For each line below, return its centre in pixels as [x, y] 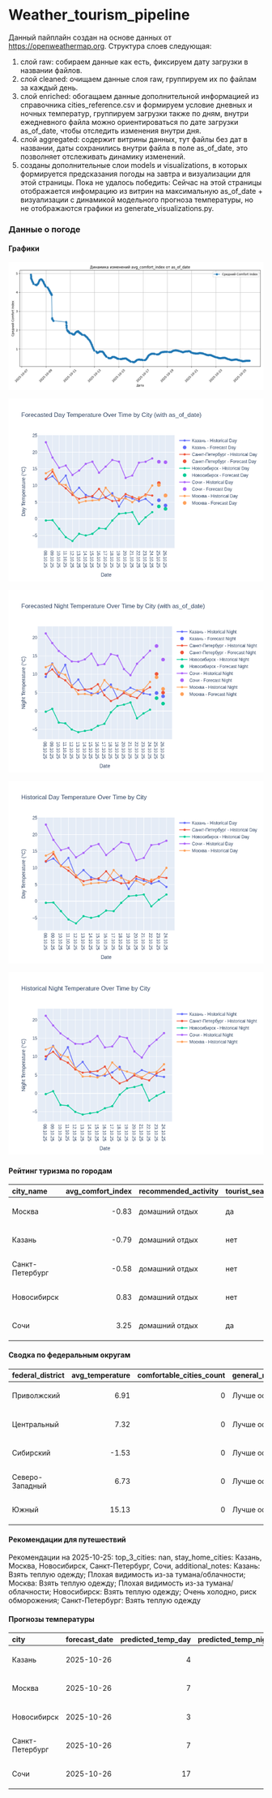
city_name [30, 1191]
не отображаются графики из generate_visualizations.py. [117, 208]
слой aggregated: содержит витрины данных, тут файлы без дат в [134, 139]
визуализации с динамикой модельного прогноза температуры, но [136, 200]
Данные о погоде [45, 229]
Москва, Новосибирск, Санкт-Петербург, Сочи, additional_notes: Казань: [134, 1566]
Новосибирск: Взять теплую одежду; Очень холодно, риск [155, 1592]
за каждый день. [49, 88]
